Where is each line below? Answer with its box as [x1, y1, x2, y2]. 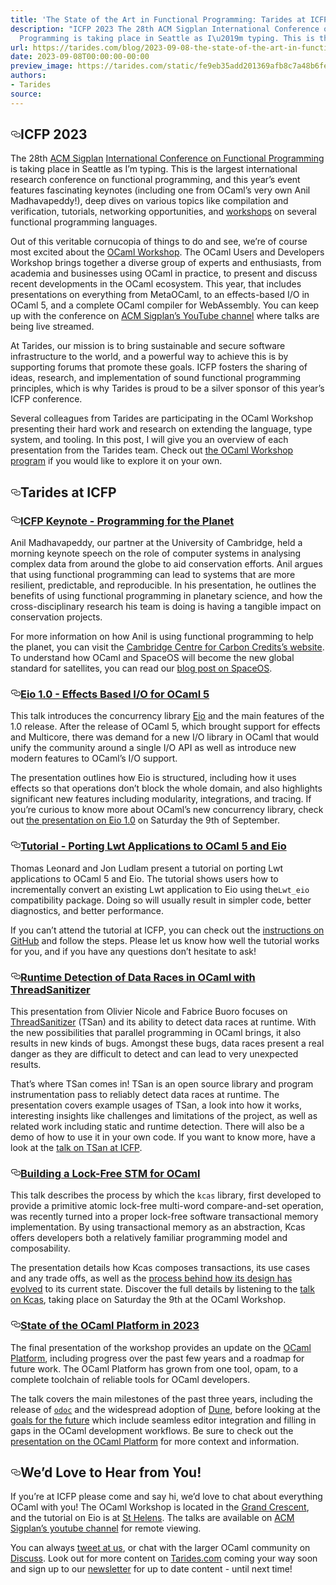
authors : [10, 71, 47, 81]
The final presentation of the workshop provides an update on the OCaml [10, 1341, 312, 1353]
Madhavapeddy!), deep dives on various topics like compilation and [10, 195, 289, 207]
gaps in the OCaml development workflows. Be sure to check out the [10, 1424, 294, 1436]
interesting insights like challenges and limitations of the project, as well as [10, 1110, 318, 1122]
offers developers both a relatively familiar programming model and [10, 1232, 288, 1244]
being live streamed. [10, 321, 95, 333]
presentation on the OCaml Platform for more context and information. [10, 1435, 300, 1447]
